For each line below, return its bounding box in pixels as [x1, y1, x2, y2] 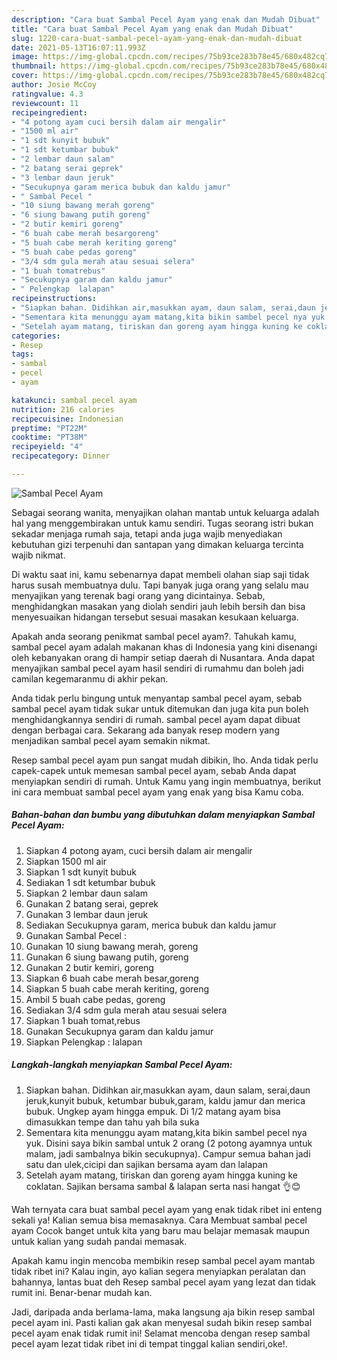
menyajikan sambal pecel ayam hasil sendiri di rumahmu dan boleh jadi [11, 662, 304, 674]
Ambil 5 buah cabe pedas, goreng [25, 993, 166, 1005]
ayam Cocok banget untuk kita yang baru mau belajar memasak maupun [11, 1224, 311, 1236]
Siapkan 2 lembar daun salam [25, 887, 149, 899]
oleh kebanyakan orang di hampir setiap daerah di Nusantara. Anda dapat [11, 651, 316, 663]
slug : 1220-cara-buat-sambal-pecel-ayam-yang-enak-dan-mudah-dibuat [11, 33, 303, 43]
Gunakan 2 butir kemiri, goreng [25, 961, 154, 973]
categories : [11, 331, 61, 341]
